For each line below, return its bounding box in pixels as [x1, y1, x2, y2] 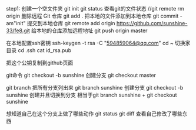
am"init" [6, 20, 26, 26]
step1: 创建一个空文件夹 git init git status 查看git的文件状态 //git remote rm [6, 5, 184, 12]
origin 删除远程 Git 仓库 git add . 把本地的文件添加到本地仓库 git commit [6, 12, 179, 19]
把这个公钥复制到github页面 [6, 59, 74, 66]
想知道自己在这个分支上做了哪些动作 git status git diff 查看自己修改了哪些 [6, 110, 182, 117]
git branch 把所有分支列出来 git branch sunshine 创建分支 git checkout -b [6, 84, 184, 91]
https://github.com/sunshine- [116, 20, 188, 26]
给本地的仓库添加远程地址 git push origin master [31, 27, 148, 34]
